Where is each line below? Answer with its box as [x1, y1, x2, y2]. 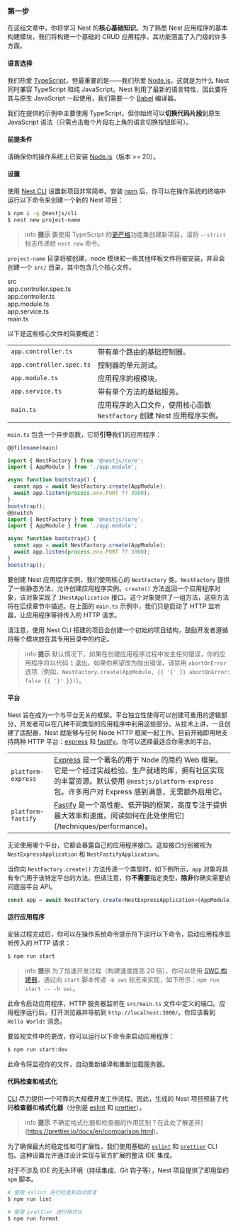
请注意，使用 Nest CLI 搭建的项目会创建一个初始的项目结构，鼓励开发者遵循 [7, 625, 229, 634]
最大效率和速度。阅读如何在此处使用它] [54, 811, 185, 821]
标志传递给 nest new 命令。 [24, 239, 104, 247]
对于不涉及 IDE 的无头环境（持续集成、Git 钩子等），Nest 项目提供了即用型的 [7, 1166, 229, 1174]
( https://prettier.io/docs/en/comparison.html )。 [24, 1127, 162, 1136]
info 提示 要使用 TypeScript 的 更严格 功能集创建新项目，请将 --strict [24, 230, 227, 239]
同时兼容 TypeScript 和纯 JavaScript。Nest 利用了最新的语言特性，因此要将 [7, 85, 228, 93]
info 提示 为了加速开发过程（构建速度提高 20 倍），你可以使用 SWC [24, 966, 220, 975]
